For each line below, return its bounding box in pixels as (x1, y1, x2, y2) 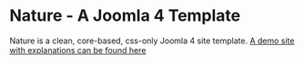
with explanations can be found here (9, 44, 147, 55)
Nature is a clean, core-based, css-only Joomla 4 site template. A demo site (9, 35, 295, 46)
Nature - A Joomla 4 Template (9, 5, 241, 26)
